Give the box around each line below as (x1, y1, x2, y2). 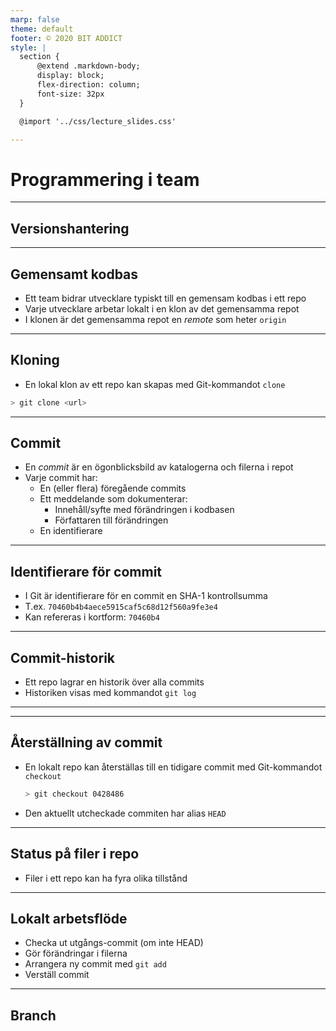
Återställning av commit (10, 734, 163, 751)
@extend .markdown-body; (36, 61, 141, 71)
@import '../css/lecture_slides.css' (19, 116, 177, 126)
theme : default (10, 24, 74, 34)
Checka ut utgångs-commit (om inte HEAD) (24, 937, 204, 949)
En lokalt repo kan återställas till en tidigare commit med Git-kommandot (24, 761, 323, 773)
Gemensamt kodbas (10, 266, 139, 283)
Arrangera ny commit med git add (24, 958, 167, 970)
